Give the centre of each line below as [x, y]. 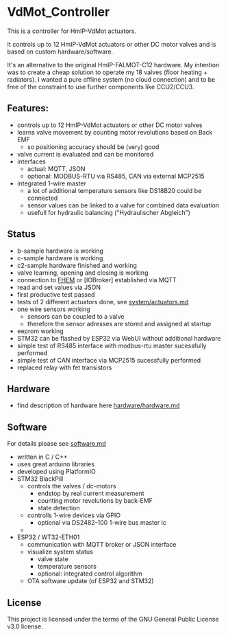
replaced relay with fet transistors [64, 367]
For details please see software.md [56, 444]
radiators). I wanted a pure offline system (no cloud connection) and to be [111, 79]
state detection [59, 508]
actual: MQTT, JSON [56, 168]
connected [42, 198]
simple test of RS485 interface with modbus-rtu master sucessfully [112, 345]
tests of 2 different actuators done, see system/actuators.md [103, 302]
